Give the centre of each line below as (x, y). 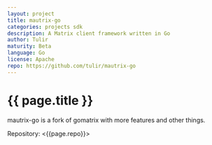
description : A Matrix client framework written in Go (89, 33)
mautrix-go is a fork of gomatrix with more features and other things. (106, 120)
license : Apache (31, 60)
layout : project (31, 14)
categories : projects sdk (45, 27)
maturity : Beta (29, 46)
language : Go (26, 53)
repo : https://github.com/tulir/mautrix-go (72, 66)
